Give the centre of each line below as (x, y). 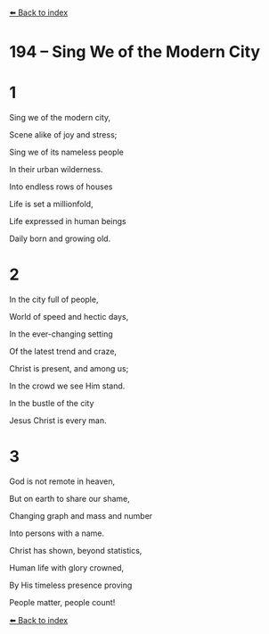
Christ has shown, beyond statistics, (76, 551)
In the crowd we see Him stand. (67, 386)
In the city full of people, (54, 300)
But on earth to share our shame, (70, 499)
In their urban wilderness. (56, 170)
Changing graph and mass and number (81, 516)
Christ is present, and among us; (69, 369)
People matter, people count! (62, 602)
